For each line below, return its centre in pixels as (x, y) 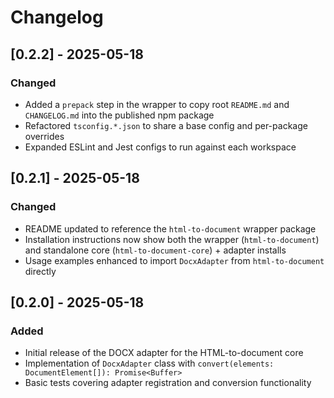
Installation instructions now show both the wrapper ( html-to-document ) (172, 239)
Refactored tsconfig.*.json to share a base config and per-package (166, 125)
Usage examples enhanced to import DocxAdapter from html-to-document (174, 260)
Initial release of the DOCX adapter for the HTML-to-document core (164, 353)
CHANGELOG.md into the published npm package (119, 115)
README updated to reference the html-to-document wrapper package (170, 228)
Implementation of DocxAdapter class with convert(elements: (149, 363)
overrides (44, 136)
